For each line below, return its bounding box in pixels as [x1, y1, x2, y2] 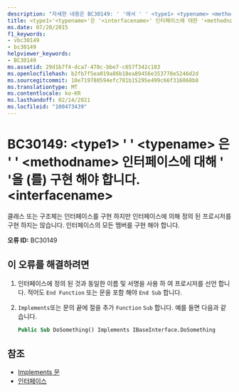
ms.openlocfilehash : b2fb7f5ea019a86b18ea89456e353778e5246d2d [7, 70, 199, 77]
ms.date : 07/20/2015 [7, 24, 69, 31]
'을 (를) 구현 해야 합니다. [7, 172, 140, 188]
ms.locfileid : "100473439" [7, 103, 87, 110]
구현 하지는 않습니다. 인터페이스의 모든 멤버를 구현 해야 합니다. [7, 220, 180, 229]
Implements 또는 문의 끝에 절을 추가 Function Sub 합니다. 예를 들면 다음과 [17, 303, 219, 311]
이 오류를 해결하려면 [7, 259, 90, 271]
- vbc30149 [7, 37, 40, 44]
